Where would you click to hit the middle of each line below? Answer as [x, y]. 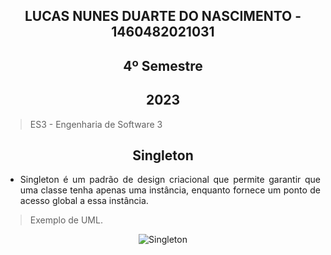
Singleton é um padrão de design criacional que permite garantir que [170, 180]
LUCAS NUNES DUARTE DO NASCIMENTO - [163, 16]
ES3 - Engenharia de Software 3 [96, 124]
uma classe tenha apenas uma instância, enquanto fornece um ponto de [170, 190]
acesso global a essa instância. [84, 201]
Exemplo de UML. [66, 220]
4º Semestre [163, 65]
